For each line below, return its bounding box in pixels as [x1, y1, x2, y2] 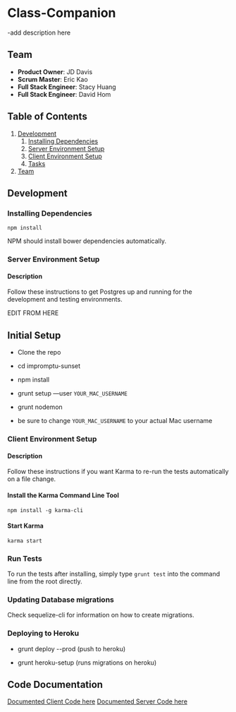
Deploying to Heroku [7, 629, 80, 639]
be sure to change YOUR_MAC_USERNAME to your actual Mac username [17, 417, 213, 425]
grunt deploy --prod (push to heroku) [17, 644, 126, 653]
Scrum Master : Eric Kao [17, 75, 88, 83]
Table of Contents [7, 111, 88, 123]
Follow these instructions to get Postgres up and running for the [7, 287, 192, 296]
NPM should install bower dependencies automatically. [7, 237, 167, 245]
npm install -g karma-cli [7, 506, 83, 514]
